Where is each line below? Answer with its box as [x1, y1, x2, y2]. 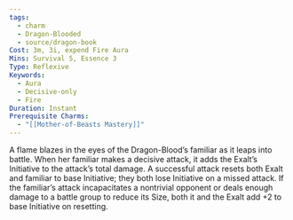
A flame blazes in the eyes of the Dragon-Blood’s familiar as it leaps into [9, 145, 273, 155]
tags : [9, 12, 29, 22]
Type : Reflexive [9, 63, 69, 72]
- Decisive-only [17, 87, 77, 96]
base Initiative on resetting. [9, 201, 108, 211]
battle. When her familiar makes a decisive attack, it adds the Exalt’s [9, 154, 257, 164]
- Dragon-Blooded [17, 29, 82, 38]
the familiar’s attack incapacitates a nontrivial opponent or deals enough [9, 183, 273, 192]
